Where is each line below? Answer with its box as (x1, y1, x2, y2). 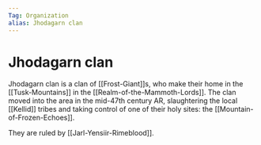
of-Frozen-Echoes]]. (8, 113, 75, 123)
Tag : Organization (8, 11, 69, 20)
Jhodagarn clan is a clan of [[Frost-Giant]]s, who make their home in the (8, 79, 244, 89)
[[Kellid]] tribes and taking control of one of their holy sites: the (8, 105, 214, 114)
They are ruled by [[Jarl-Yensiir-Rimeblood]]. (8, 128, 154, 138)
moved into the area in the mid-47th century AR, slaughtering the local (8, 96, 238, 105)
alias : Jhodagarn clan (8, 19, 83, 27)
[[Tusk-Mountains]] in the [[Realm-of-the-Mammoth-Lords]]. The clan (8, 88, 236, 97)
